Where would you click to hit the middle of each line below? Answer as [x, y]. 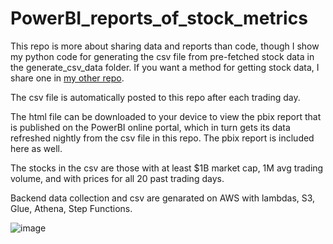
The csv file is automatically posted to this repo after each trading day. [155, 97]
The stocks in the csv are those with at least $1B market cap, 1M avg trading [167, 168]
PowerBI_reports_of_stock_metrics [159, 18]
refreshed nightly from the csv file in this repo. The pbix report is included [162, 138]
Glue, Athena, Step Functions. [71, 208]
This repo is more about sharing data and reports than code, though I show [165, 46]
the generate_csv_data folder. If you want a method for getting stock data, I [165, 67]
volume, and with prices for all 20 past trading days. [117, 178]
